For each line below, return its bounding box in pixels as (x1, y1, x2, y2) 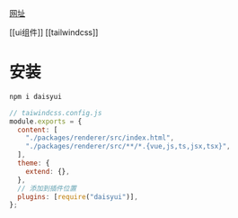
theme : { (17, 159, 50, 168)
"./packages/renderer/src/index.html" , (25, 133, 175, 142)
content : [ (17, 125, 58, 134)
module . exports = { (9, 116, 83, 126)
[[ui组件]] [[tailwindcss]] (9, 27, 99, 38)
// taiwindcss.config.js (9, 108, 102, 117)
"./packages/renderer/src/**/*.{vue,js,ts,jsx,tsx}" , (25, 142, 231, 151)
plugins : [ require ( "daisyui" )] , (17, 192, 139, 201)
